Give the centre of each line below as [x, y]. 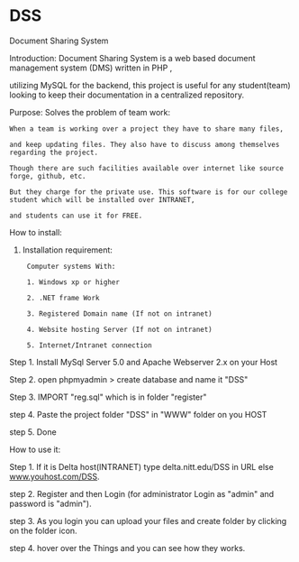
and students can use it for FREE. [76, 216]
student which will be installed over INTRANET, [102, 199]
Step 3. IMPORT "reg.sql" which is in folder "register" [108, 397]
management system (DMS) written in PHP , [91, 68]
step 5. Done [33, 432]
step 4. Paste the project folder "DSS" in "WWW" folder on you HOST [138, 414]
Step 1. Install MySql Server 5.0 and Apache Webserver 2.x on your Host [143, 362]
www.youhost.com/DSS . [55, 476]
